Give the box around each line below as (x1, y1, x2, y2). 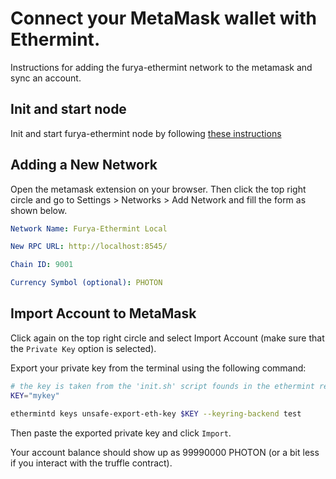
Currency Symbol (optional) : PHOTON (10, 278, 163, 288)
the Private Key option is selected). (10, 342, 157, 354)
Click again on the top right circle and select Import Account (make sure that (10, 332, 325, 344)
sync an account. (10, 72, 82, 84)
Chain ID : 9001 (10, 260, 74, 270)
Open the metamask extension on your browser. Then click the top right (10, 183, 307, 195)
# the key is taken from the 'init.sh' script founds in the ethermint (10, 381, 315, 391)
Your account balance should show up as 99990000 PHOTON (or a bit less (10, 446, 320, 458)
